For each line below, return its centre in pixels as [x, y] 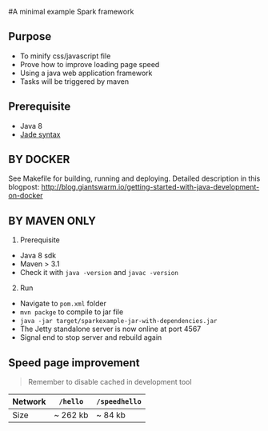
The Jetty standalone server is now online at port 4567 [110, 329]
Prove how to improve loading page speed [90, 64]
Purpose [30, 36]
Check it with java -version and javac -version [99, 273]
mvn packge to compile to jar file [72, 312]
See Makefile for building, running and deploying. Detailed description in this [134, 178]
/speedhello [118, 402]
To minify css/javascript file [65, 56]
